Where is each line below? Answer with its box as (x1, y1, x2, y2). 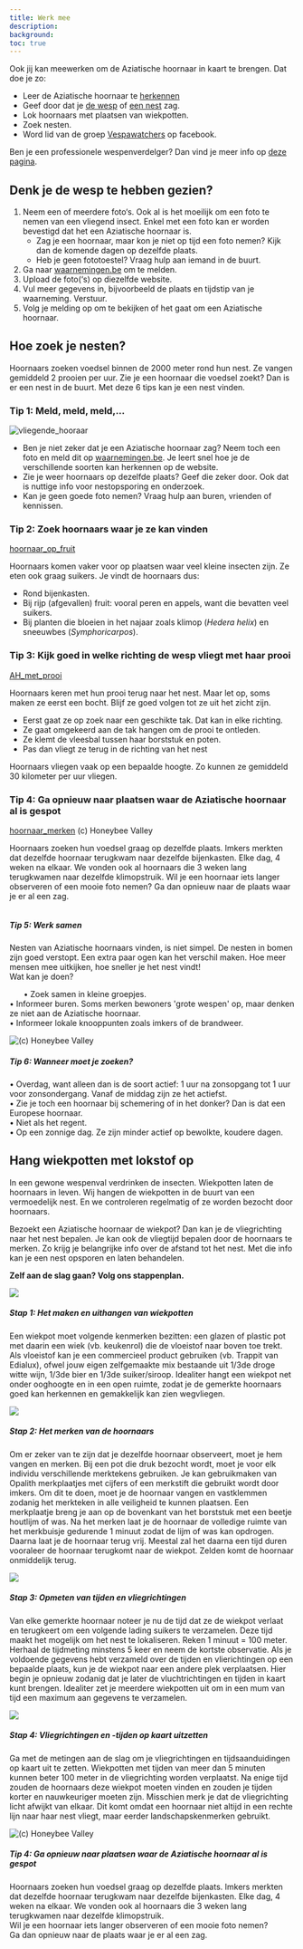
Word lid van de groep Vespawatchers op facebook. (22, 129, 217, 140)
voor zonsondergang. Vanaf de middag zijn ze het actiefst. (9, 1089, 228, 1099)
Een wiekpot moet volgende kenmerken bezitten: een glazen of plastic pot (9, 1330, 287, 1341)
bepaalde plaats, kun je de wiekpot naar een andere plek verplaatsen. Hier (9, 1663, 287, 1674)
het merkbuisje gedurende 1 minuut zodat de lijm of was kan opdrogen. (9, 1525, 274, 1536)
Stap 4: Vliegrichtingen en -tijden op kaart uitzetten (9, 1730, 209, 1741)
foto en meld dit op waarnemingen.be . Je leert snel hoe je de (22, 452, 251, 463)
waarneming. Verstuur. (22, 293, 108, 304)
